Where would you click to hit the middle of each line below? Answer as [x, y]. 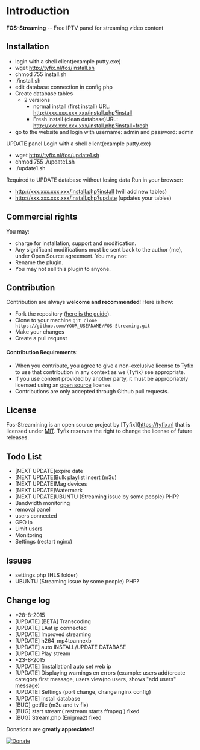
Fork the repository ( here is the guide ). [63, 314]
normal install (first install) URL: [72, 106]
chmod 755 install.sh [41, 74]
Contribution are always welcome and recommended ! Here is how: [90, 302]
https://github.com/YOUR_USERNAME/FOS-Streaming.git [83, 326]
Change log [28, 601]
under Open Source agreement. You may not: [71, 256]
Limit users [29, 529]
